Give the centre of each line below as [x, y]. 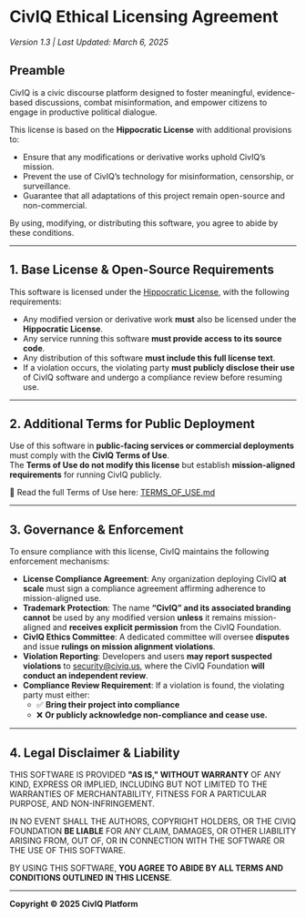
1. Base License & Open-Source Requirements [142, 270]
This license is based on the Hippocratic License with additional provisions [151, 129]
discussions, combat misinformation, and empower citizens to [151, 102]
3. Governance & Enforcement [97, 530]
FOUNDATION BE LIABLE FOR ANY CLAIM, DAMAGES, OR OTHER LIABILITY [153, 831]
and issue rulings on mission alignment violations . [119, 647]
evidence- [276, 92]
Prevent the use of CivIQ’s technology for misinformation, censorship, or [158, 176]
